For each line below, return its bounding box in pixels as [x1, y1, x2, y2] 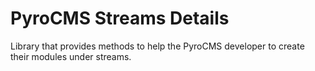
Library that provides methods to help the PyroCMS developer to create [10, 40, 305, 52]
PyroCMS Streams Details [10, 7, 230, 30]
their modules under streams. [10, 50, 132, 62]
